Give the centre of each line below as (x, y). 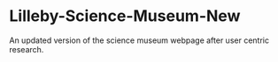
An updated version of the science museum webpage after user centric (139, 40)
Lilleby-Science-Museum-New (125, 16)
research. (27, 49)
